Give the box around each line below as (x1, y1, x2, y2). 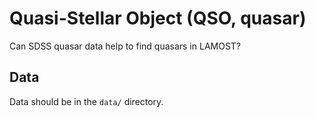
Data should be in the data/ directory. (9, 95, 164, 107)
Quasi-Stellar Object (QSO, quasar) (9, 7, 307, 30)
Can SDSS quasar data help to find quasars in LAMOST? (9, 40, 242, 52)
